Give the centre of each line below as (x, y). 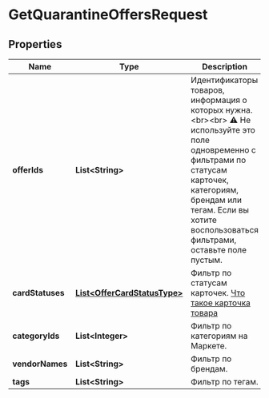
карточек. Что (218, 293)
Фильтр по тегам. (225, 382)
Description (225, 67)
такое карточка (221, 303)
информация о (219, 100)
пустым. (207, 260)
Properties (35, 44)
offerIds (28, 170)
